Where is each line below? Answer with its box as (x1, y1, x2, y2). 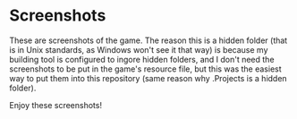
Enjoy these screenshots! (9, 99, 103, 110)
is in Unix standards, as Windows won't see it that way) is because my (9, 44, 268, 55)
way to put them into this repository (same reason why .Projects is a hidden (9, 72, 288, 83)
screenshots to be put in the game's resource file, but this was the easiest (9, 64, 282, 74)
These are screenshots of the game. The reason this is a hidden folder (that (9, 35, 288, 46)
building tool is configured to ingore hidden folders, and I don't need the (9, 54, 275, 64)
